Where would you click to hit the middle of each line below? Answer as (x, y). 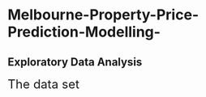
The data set (44, 84)
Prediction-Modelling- (84, 32)
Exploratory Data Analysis (75, 62)
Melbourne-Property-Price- (103, 15)
